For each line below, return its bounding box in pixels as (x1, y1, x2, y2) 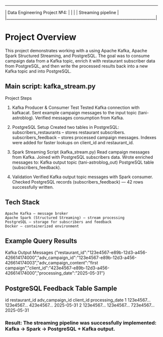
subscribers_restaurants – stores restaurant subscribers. (12, 129, 125, 135)
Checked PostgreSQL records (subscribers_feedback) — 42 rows (12, 179, 144, 184)
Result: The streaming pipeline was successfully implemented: (5, 320, 157, 326)
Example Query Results (5, 237, 78, 245)
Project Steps (5, 95, 32, 101)
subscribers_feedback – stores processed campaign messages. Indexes (12, 134, 157, 140)
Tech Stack (5, 198, 40, 206)
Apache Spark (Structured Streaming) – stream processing (5, 215, 125, 220)
